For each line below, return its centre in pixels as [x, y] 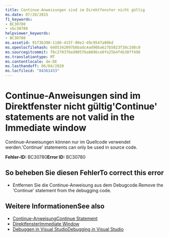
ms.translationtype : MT [30, 57]
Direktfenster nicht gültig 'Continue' [81, 107]
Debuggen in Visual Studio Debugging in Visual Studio [68, 229]
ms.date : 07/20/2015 [27, 15]
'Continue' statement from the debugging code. [62, 190]
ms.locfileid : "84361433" [32, 71]
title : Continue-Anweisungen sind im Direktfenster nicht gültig [75, 10]
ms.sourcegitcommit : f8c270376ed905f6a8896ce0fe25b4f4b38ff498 [73, 52]
